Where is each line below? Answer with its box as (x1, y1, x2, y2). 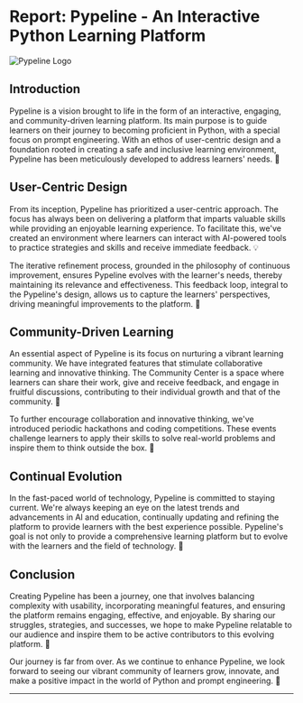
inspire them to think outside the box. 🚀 (9, 442, 155, 453)
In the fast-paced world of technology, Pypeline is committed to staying (9, 493, 275, 504)
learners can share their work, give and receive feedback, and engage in (9, 377, 280, 388)
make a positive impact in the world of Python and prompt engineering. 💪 (9, 675, 281, 686)
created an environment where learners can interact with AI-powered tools (9, 232, 287, 243)
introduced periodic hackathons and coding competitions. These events (9, 423, 277, 434)
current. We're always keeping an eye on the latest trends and (9, 503, 240, 513)
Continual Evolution (9, 468, 123, 484)
